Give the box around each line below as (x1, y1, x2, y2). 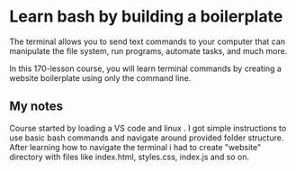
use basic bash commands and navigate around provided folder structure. (9, 132, 284, 143)
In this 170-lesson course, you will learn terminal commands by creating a (9, 63, 282, 74)
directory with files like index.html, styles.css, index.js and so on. (9, 151, 250, 162)
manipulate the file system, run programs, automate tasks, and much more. (9, 45, 288, 56)
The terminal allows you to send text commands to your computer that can (9, 36, 286, 47)
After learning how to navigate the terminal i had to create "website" (9, 141, 262, 152)
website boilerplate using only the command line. (9, 72, 192, 83)
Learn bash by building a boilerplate (9, 6, 283, 27)
